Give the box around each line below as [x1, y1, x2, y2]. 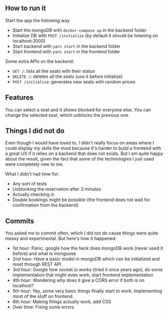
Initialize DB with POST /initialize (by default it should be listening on [12, 32, 158, 38]
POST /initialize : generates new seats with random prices [12, 78, 135, 85]
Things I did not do [5, 127, 65, 135]
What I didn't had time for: [5, 171, 59, 177]
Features [5, 93, 34, 102]
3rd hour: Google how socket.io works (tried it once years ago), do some [12, 267, 163, 273]
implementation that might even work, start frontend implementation [12, 272, 154, 278]
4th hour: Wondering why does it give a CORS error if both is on [12, 277, 144, 283]
